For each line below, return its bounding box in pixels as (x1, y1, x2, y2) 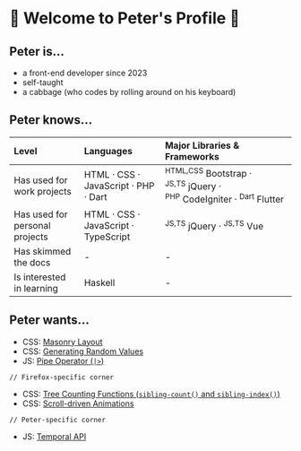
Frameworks (164, 150, 219, 162)
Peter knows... (9, 112, 92, 128)
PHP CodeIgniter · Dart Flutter (164, 192, 285, 205)
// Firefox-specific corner (9, 372, 115, 382)
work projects (13, 185, 72, 197)
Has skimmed (13, 245, 72, 257)
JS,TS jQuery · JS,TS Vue (164, 219, 264, 232)
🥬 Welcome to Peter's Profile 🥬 (9, 8, 240, 29)
